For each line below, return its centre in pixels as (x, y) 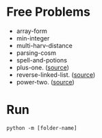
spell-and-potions (42, 60)
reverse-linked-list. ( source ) (56, 74)
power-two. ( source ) (45, 82)
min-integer (33, 38)
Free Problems (48, 12)
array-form (31, 31)
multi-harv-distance (44, 45)
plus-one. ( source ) (42, 67)
